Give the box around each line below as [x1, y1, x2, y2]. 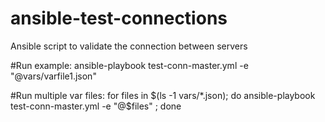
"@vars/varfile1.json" [10, 70, 97, 82]
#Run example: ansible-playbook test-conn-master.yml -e [10, 59, 249, 71]
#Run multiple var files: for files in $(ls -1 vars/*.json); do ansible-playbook [10, 89, 316, 101]
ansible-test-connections [10, 7, 228, 30]
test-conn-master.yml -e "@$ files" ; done [10, 100, 182, 112]
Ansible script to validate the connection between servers [10, 40, 248, 52]
